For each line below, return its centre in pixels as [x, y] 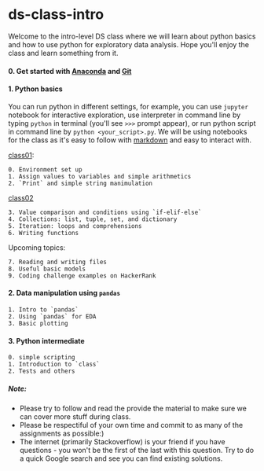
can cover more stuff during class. [75, 417]
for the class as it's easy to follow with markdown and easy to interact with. [130, 140]
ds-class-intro [56, 15]
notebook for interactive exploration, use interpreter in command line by [125, 115]
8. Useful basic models [47, 269]
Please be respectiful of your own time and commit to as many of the [131, 425]
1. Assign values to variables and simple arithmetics [100, 176]
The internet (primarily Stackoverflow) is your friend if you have [122, 442]
